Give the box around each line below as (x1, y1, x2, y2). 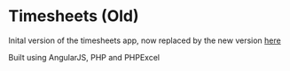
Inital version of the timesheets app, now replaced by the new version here (8, 35, 281, 46)
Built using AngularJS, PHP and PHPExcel (8, 52, 161, 62)
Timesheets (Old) (8, 6, 139, 26)
